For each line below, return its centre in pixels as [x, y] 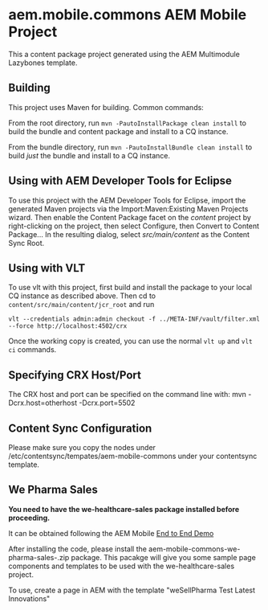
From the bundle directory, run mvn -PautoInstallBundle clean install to [130, 147]
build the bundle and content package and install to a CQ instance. [118, 131]
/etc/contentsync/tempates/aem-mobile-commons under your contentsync [133, 456]
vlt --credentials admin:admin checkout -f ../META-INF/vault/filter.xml [134, 319]
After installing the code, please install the [77, 549]
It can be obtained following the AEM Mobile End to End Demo [111, 533]
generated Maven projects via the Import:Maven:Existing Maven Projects [128, 209]
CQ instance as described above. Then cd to [82, 296]
